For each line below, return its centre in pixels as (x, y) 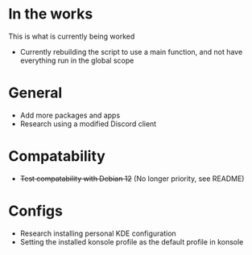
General (35, 93)
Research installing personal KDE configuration (98, 233)
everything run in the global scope (77, 60)
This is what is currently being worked (72, 36)
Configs (35, 211)
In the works (51, 14)
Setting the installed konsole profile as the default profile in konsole (132, 241)
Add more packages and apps (70, 115)
